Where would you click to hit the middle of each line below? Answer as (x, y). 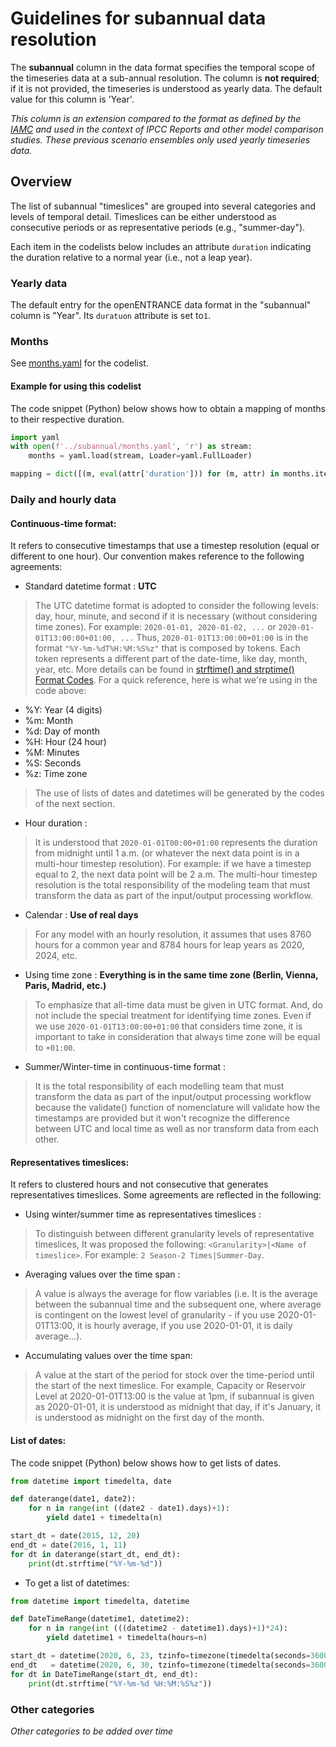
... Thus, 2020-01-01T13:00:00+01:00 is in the (214, 638)
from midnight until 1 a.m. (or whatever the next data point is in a (167, 853)
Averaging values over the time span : (102, 1274)
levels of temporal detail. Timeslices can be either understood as (143, 216)
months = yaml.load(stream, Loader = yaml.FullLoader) (140, 456)
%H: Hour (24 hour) (65, 742)
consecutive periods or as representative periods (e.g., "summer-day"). (158, 227)
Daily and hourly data (63, 499)
